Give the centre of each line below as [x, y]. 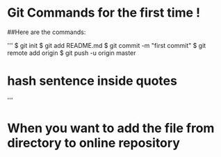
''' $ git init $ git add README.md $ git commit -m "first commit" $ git [107, 45]
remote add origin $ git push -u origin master [72, 53]
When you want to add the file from [111, 128]
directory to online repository [94, 143]
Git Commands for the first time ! [104, 13]
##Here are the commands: [47, 32]
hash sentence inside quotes [92, 81]
